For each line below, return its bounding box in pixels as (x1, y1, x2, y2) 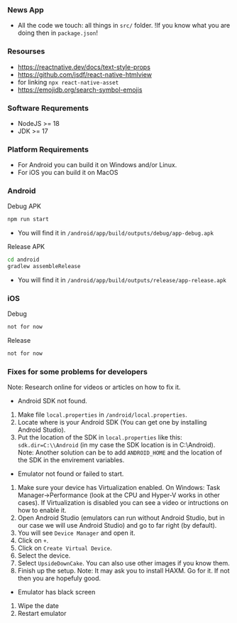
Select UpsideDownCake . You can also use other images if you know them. (17, 559, 230, 568)
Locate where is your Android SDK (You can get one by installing (17, 418, 207, 427)
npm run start (7, 215, 50, 223)
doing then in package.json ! (17, 28, 98, 37)
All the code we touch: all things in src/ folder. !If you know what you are (17, 21, 231, 30)
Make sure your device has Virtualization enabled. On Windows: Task (17, 484, 221, 492)
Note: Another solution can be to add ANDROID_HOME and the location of (17, 448, 222, 457)
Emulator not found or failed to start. (17, 469, 124, 478)
